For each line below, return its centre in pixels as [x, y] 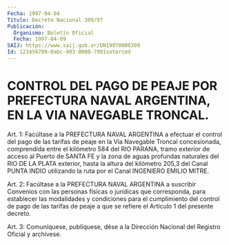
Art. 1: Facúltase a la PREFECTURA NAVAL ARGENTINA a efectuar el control [115, 134]
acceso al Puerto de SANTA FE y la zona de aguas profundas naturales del [113, 156]
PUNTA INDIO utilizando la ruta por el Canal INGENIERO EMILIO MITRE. [108, 171]
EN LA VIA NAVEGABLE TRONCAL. [108, 115]
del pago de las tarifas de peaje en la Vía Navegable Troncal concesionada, [114, 141]
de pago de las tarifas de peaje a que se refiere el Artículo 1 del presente [110, 206]
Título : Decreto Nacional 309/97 [55, 20]
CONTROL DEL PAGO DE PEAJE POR [112, 86]
